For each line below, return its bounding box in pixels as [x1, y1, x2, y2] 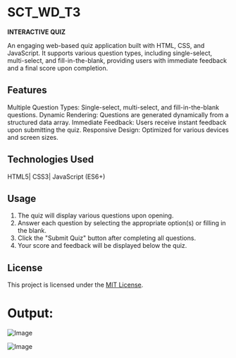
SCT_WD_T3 [7, 4, 81, 20]
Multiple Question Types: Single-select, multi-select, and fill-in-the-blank [7, 103, 220, 112]
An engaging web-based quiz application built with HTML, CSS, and [7, 41, 205, 49]
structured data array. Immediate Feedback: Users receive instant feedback [7, 118, 227, 126]
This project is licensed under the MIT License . [7, 280, 144, 290]
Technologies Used [7, 153, 94, 166]
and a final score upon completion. [7, 64, 108, 72]
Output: [7, 305, 54, 321]
